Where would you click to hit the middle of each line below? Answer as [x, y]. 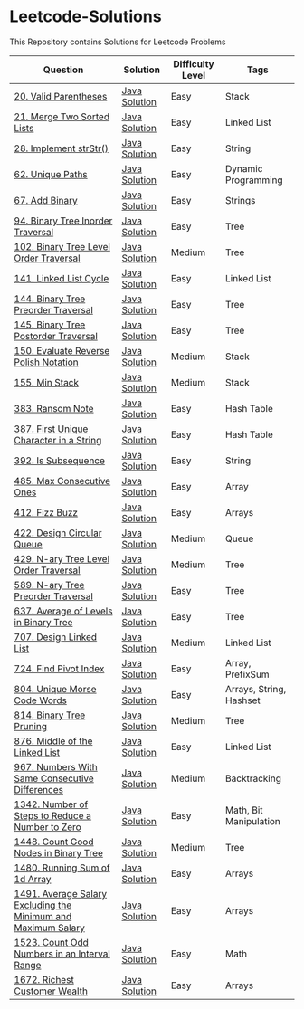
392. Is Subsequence [60, 461]
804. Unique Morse [55, 689]
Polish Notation [46, 362]
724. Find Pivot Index [59, 669]
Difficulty [194, 63]
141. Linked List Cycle [62, 278]
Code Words [41, 700]
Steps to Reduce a [53, 815]
